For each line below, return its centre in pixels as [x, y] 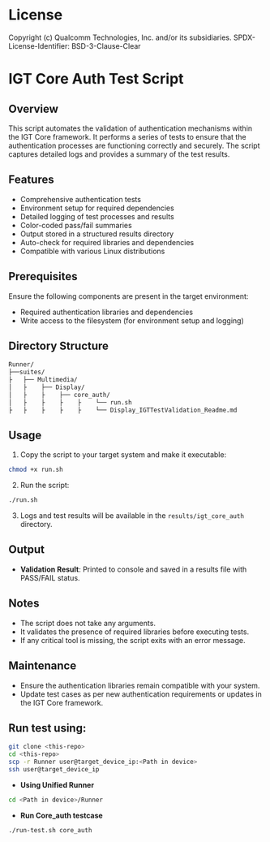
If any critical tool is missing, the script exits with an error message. [133, 640]
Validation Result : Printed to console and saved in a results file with [133, 569]
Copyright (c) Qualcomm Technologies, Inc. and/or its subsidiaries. [120, 37]
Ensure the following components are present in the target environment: [129, 296]
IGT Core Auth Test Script [96, 79]
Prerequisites [43, 276]
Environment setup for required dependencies [97, 208]
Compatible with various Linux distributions [92, 251]
